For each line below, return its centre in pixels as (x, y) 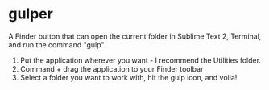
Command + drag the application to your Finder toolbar (112, 68)
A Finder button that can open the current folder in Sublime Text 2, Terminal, (135, 36)
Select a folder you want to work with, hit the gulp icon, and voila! (128, 77)
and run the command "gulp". (57, 44)
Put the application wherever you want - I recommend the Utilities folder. (141, 60)
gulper (31, 14)
